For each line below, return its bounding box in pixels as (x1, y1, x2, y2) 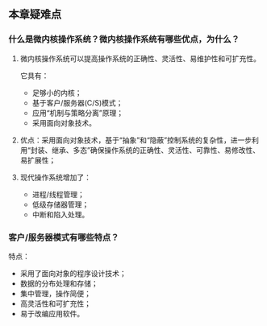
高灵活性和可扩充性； (19, 299, 91, 308)
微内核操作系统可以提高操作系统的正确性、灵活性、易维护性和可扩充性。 (19, 53, 261, 63)
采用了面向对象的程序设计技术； (19, 268, 127, 278)
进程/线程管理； (31, 189, 85, 199)
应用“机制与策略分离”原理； (31, 108, 123, 118)
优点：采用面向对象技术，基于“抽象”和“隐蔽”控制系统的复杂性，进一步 (19, 135, 252, 145)
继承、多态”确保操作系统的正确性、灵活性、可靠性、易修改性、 (51, 145, 261, 155)
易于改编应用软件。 (19, 308, 85, 318)
